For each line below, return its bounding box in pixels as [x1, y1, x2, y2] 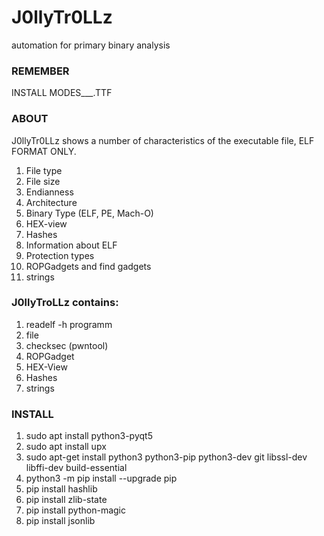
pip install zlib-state [25, 494, 108, 506]
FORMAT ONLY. [11, 145, 77, 157]
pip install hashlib [25, 483, 98, 495]
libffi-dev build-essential [25, 462, 128, 474]
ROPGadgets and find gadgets [25, 260, 152, 272]
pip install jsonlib [25, 515, 96, 527]
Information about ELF [25, 239, 118, 251]
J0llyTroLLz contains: [11, 296, 119, 310]
